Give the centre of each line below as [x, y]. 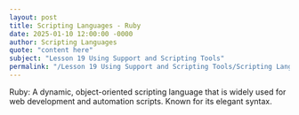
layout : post [33, 17]
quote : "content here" [51, 50]
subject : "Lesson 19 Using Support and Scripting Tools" [117, 58]
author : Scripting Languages [63, 42]
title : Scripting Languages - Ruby [75, 26]
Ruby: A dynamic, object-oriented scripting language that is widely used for [148, 92]
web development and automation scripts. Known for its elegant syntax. [141, 101]
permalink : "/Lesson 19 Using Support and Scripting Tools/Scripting [141, 67]
